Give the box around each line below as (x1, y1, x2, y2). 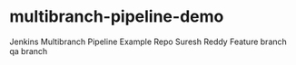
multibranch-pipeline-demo (9, 6, 224, 27)
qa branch (9, 45, 48, 56)
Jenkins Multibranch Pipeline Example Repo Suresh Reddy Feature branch (9, 36, 288, 47)
